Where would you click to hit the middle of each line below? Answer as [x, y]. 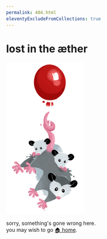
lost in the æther [47, 49]
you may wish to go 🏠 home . [42, 230]
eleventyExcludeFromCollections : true [53, 19]
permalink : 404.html [31, 12]
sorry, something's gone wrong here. [51, 223]
